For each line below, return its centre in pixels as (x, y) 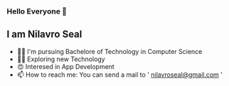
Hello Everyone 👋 (37, 11)
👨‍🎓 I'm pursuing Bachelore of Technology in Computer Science (110, 51)
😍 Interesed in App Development (65, 66)
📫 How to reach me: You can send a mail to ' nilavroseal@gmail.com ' (120, 75)
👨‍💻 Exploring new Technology (61, 59)
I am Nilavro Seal (44, 34)
